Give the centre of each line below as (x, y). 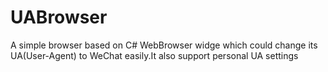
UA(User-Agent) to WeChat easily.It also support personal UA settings (154, 55)
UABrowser (59, 17)
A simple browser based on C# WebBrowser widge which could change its (164, 45)
